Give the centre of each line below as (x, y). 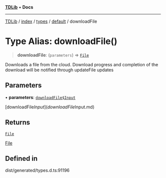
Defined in (21, 158)
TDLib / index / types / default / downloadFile (51, 21)
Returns (18, 122)
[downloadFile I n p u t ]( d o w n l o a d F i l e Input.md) (50, 107)
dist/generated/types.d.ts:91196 (38, 171)
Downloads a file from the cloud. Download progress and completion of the (82, 64)
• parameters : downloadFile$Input (40, 97)
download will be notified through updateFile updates (59, 70)
